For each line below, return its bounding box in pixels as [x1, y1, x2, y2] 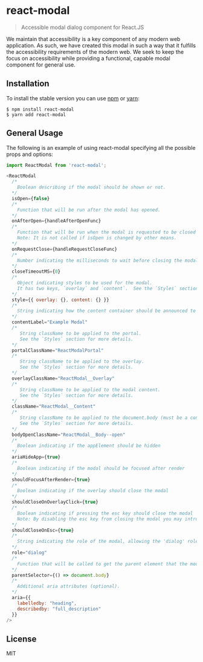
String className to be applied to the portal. [19, 330, 142, 336]
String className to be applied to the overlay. [19, 359, 145, 365]
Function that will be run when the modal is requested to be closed [17, 229, 196, 236]
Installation [6, 79, 50, 89]
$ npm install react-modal [6, 106, 74, 112]
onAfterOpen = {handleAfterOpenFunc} [11, 218, 101, 224]
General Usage [6, 128, 63, 138]
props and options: [6, 151, 53, 158]
